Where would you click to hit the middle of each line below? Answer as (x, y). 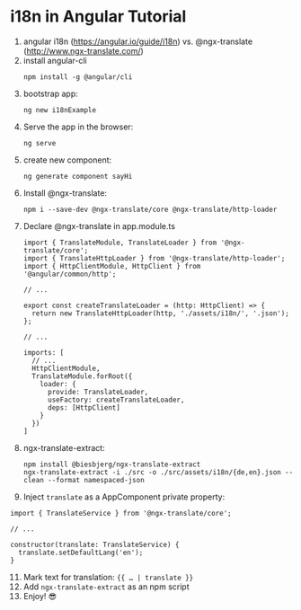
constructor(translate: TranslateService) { (95, 544)
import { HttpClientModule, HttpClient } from (112, 266)
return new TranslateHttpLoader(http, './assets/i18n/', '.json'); (161, 313)
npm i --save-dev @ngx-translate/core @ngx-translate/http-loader (150, 209)
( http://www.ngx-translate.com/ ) (84, 50)
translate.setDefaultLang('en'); (81, 553)
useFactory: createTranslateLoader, (116, 400)
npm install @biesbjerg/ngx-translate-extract (112, 464)
